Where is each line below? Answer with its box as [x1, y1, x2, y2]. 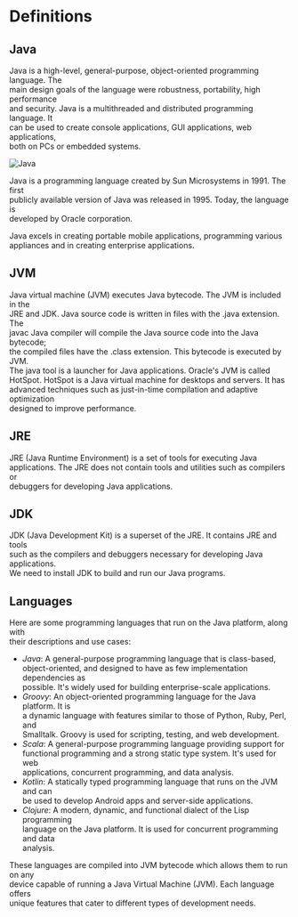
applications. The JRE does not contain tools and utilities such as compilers [9, 461, 286, 473]
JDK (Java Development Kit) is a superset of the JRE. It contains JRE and [9, 530, 278, 540]
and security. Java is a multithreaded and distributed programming [9, 103, 254, 113]
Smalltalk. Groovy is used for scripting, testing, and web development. [21, 729, 280, 740]
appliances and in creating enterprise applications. [9, 240, 195, 250]
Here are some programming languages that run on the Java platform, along [9, 617, 288, 629]
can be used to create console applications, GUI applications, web [9, 122, 252, 133]
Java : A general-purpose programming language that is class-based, [21, 653, 277, 664]
